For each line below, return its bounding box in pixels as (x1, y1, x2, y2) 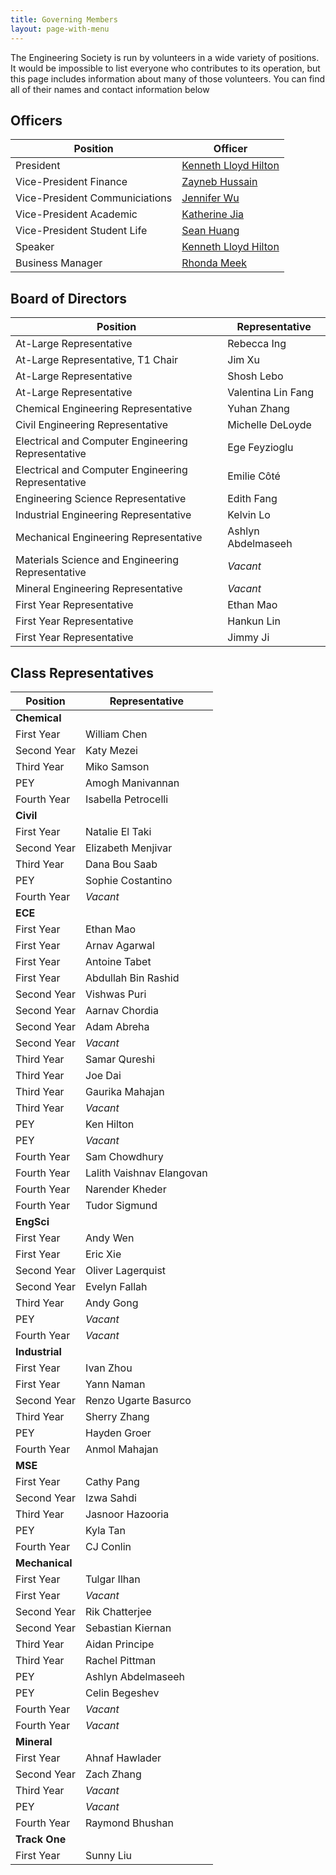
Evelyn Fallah (85, 1279, 148, 1293)
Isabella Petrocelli (85, 792, 169, 806)
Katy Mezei (85, 743, 138, 757)
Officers (10, 112, 63, 129)
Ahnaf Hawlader (85, 1751, 162, 1765)
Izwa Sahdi (85, 1491, 137, 1505)
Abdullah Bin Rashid (85, 971, 180, 985)
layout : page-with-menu (10, 24, 110, 34)
